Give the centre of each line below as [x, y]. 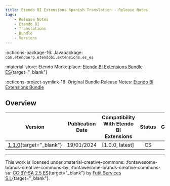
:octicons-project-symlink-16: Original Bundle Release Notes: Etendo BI [79, 82]
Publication [82, 123]
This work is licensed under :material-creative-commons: [65, 162]
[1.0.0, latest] [118, 145]
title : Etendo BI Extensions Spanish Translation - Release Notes [77, 10]
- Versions [26, 38]
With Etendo [118, 123]
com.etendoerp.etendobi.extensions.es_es [50, 57]
